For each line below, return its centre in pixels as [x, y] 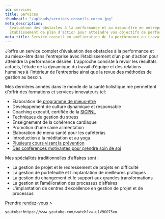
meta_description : [24, 23]
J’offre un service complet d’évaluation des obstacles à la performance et [80, 51]
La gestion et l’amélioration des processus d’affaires [65, 183]
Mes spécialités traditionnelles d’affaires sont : [52, 158]
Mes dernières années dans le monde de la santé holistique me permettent [81, 86]
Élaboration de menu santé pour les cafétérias [59, 133]
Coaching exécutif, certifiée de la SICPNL [54, 111]
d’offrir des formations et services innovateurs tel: [56, 92]
